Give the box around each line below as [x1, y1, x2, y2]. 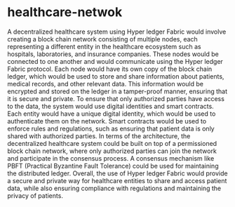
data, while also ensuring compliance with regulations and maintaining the [7, 184, 222, 192]
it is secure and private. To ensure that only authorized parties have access [7, 94, 224, 102]
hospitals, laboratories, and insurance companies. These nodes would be [7, 50, 219, 58]
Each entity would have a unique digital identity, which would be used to [7, 109, 216, 118]
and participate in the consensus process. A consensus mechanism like [7, 154, 215, 162]
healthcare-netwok [7, 4, 123, 20]
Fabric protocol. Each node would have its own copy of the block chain [7, 65, 213, 73]
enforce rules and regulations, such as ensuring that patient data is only [7, 124, 215, 133]
